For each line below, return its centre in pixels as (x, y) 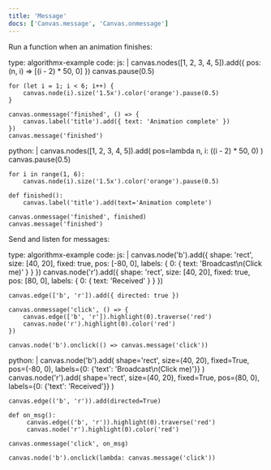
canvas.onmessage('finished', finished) (78, 217)
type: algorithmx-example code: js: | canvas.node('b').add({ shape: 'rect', (131, 254)
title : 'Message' (38, 16)
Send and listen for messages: (59, 239)
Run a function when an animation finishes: (80, 46)
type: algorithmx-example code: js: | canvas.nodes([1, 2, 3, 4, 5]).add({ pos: (135, 63)
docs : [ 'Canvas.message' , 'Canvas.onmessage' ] (88, 24)
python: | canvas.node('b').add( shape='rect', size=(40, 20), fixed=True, (129, 360)
